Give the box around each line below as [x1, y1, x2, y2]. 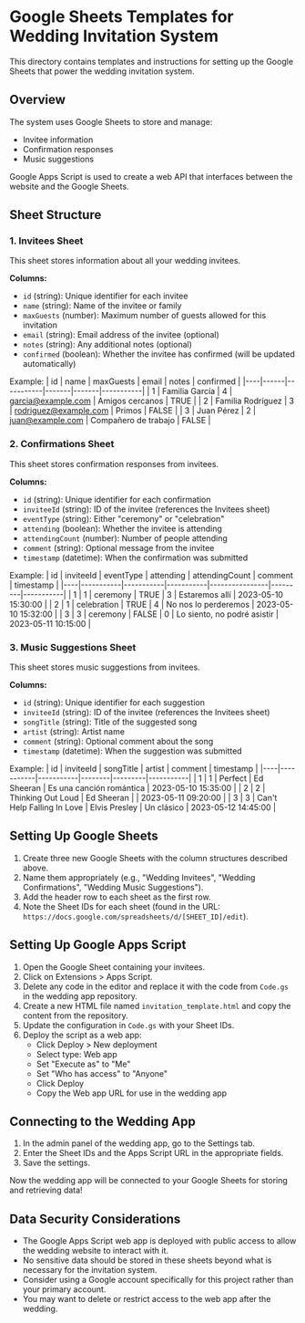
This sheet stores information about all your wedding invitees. [9, 255, 241, 266]
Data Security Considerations [9, 1211, 181, 1226]
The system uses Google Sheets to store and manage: [9, 116, 213, 127]
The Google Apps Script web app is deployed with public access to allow [22, 1235, 297, 1246]
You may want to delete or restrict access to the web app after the [22, 1294, 271, 1305]
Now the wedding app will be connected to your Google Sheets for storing [9, 1175, 289, 1186]
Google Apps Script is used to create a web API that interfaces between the [9, 171, 293, 182]
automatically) [22, 359, 76, 370]
